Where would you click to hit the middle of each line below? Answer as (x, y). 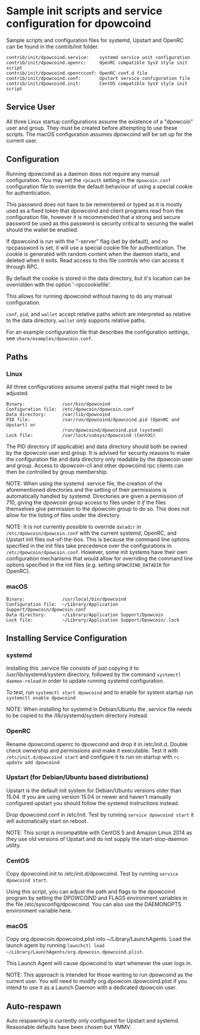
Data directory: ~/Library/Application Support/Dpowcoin (85, 615)
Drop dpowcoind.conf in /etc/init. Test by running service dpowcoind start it (100, 814)
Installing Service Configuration (67, 638)
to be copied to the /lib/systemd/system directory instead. (77, 716)
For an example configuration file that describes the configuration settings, (98, 332)
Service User (31, 107)
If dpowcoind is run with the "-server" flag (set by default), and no (87, 241)
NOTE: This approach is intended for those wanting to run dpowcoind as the (99, 975)
